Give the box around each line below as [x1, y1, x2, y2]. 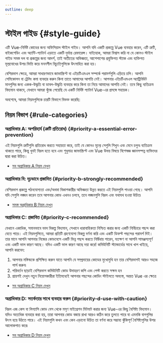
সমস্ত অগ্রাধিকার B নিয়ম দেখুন [12, 202, 53, 208]
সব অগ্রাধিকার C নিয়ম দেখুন [12, 282, 51, 289]
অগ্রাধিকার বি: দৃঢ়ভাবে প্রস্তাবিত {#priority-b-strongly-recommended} [5, 176, 144, 182]
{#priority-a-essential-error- [67, 125, 137, 132]
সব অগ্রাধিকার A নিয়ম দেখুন [12, 163, 50, 169]
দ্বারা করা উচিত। [5, 153, 28, 159]
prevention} [5, 131, 34, 138]
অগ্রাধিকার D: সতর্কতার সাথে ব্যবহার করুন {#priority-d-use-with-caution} [5, 295, 147, 302]
